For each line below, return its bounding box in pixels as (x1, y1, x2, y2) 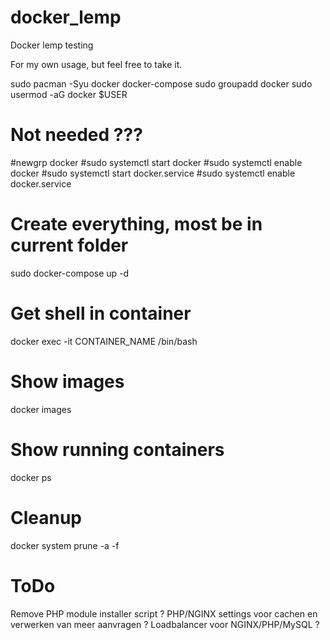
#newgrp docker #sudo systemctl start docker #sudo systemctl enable (10, 156, 303, 168)
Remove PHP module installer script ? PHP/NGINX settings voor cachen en (10, 607, 318, 620)
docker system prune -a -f (10, 539, 120, 551)
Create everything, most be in (10, 213, 263, 236)
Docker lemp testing (10, 39, 94, 51)
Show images (10, 370, 125, 393)
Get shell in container (10, 302, 192, 325)
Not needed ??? (10, 124, 143, 146)
